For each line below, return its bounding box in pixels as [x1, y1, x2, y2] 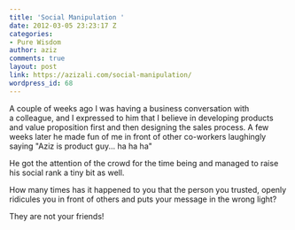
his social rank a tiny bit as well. [9, 167, 125, 178]
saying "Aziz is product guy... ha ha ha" [9, 141, 153, 151]
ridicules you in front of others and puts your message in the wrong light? [9, 194, 277, 204]
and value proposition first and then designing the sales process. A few [9, 121, 269, 133]
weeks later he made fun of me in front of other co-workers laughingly [9, 131, 267, 142]
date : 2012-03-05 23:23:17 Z [9, 21, 117, 30]
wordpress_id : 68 [9, 79, 74, 88]
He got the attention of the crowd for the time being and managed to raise [9, 157, 279, 168]
